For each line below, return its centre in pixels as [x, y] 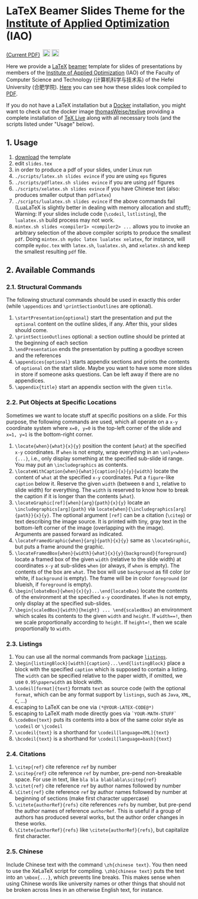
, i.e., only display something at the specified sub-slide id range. [106, 458]
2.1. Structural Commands [44, 287]
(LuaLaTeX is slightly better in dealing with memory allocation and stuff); [103, 207]
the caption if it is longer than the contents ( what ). [75, 496]
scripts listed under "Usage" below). [50, 124]
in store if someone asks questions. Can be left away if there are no [97, 374]
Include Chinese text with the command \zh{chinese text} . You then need [97, 865]
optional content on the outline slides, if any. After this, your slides [96, 324]
